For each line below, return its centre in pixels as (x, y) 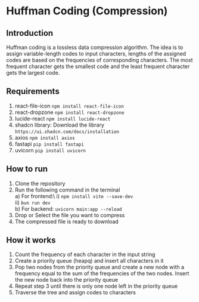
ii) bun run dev (32, 202)
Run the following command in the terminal (67, 190)
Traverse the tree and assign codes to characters (75, 292)
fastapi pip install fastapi (49, 144)
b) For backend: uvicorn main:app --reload (68, 209)
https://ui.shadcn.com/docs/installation (67, 132)
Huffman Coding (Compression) (87, 11)
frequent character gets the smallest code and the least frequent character (98, 66)
